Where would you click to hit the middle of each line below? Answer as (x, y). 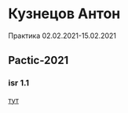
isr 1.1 (19, 83)
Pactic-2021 (38, 60)
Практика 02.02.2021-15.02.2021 (62, 36)
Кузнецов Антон (64, 14)
